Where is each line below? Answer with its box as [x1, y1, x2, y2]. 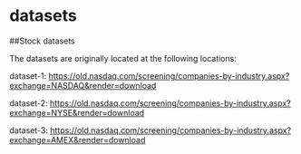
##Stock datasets [9, 35, 75, 46]
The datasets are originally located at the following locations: [9, 53, 238, 63]
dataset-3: [9, 124, 48, 136]
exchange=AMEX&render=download [9, 134, 146, 145]
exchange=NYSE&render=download [9, 107, 145, 118]
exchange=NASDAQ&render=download [9, 80, 157, 91]
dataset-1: [9, 70, 47, 82]
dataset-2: [9, 97, 48, 109]
